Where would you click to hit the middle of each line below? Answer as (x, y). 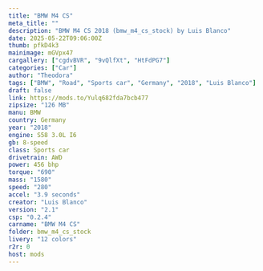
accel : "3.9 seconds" (45, 194)
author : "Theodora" (41, 75)
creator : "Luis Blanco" (48, 202)
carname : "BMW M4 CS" (45, 224)
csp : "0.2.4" (30, 217)
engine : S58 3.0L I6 (43, 135)
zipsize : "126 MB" (39, 105)
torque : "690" (32, 172)
